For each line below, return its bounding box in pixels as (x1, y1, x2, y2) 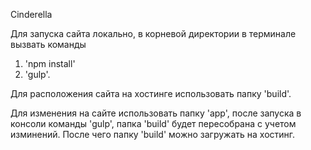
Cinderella (10, 9, 53, 20)
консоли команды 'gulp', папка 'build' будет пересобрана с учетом (10, 118, 297, 129)
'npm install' (24, 58, 76, 69)
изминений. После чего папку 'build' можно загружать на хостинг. (10, 129, 296, 140)
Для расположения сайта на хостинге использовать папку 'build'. (10, 88, 292, 99)
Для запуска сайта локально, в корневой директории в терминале (10, 28, 297, 39)
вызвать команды (10, 39, 87, 50)
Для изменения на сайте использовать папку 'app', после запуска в (10, 107, 302, 119)
